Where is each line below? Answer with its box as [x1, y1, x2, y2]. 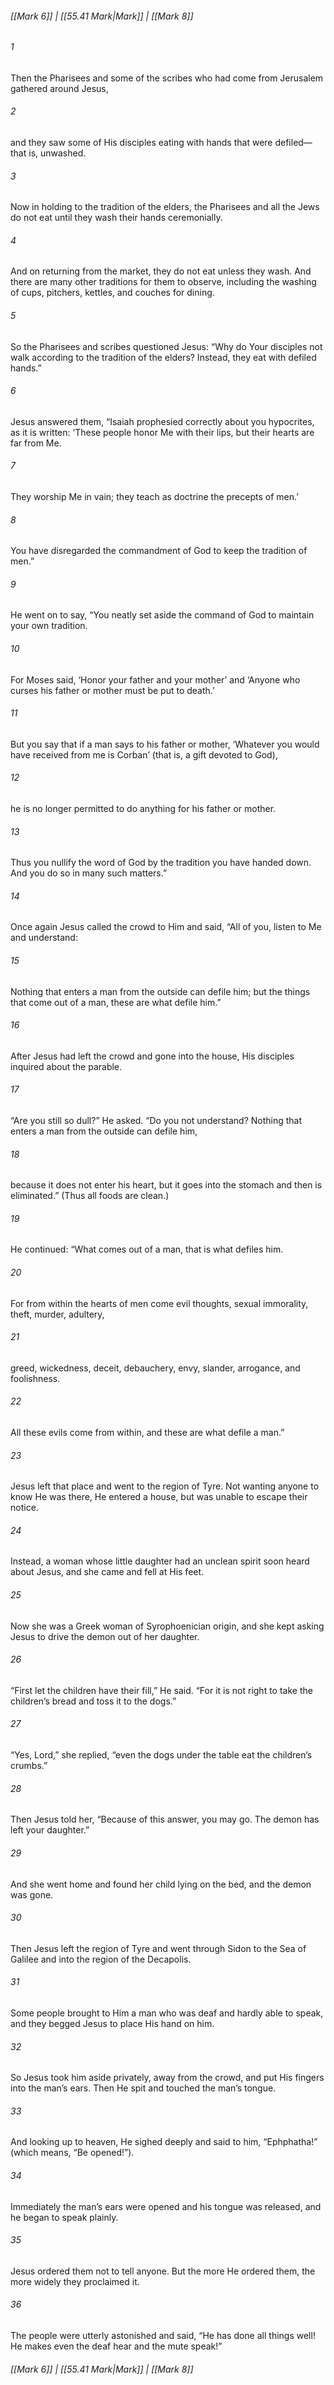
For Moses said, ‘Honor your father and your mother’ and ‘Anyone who [10, 673, 301, 686]
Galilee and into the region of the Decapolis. [10, 1953, 192, 1965]
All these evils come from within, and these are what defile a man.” [10, 1427, 285, 1439]
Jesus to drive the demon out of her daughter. [10, 1630, 200, 1642]
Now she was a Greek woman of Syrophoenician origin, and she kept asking [10, 1620, 325, 1632]
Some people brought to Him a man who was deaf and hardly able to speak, [10, 2007, 324, 2019]
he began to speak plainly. [10, 2211, 119, 2223]
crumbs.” [10, 1760, 48, 1772]
